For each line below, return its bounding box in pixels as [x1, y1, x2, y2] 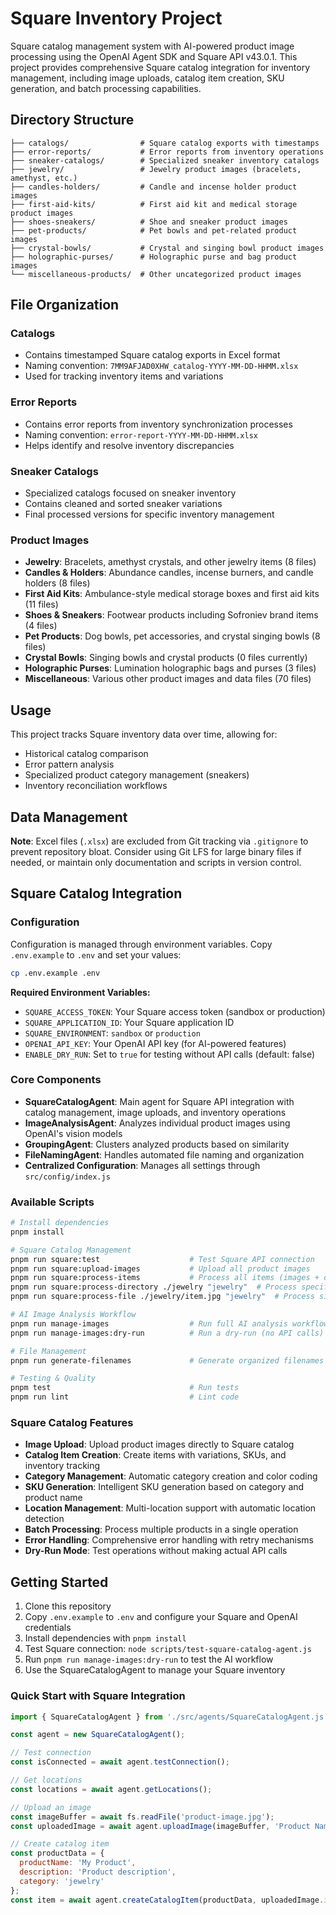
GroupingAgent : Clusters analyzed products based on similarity [24, 1138, 290, 1150]
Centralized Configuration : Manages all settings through [24, 1159, 261, 1171]
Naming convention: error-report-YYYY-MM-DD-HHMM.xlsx [24, 428, 258, 441]
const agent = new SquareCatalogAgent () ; [10, 1730, 186, 1740]
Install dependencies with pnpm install [24, 1632, 187, 1644]
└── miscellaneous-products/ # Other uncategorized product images [10, 269, 302, 279]
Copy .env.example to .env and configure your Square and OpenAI [24, 1611, 298, 1623]
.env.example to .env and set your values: [10, 948, 182, 961]
